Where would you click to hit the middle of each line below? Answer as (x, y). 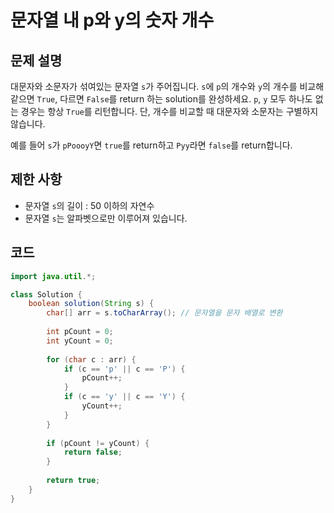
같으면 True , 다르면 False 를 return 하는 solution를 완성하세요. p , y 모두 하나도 (161, 99)
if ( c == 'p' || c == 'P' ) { (124, 369)
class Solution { (46, 294)
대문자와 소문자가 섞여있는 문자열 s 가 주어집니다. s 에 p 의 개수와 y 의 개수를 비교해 (167, 86)
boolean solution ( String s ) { (91, 304)
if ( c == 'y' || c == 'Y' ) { (124, 397)
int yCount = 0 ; (80, 341)
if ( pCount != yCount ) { (98, 443)
